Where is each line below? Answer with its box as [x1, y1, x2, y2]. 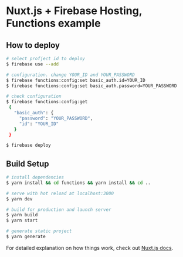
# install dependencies [6, 174, 65, 180]
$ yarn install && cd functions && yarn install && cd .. [6, 180, 151, 186]
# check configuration [6, 93, 62, 100]
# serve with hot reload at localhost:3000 [6, 190, 114, 196]
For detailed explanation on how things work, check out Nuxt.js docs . [6, 244, 174, 251]
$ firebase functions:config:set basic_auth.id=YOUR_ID [6, 77, 145, 83]
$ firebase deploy [6, 143, 51, 149]
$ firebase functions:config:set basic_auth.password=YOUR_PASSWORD [6, 83, 177, 89]
